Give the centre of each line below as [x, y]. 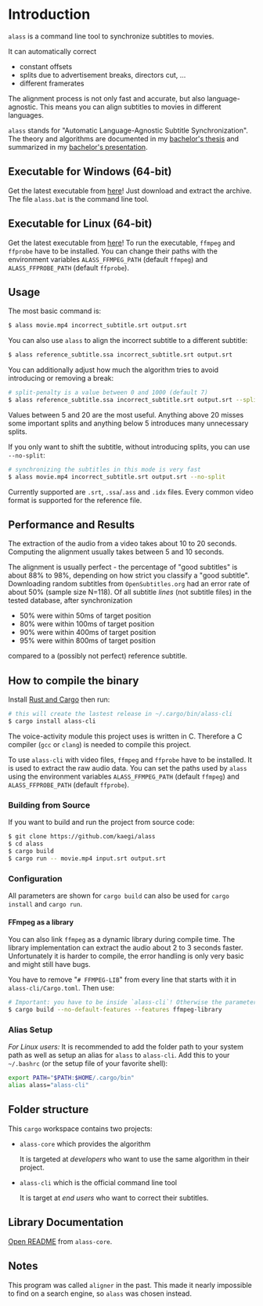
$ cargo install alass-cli [52, 721]
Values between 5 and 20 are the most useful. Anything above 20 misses [126, 414]
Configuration [35, 878]
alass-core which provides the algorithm [85, 1144]
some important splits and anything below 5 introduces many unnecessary [128, 423]
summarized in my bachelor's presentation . [78, 147]
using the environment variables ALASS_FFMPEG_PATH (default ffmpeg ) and [124, 776]
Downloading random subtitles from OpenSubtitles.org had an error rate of [129, 584]
